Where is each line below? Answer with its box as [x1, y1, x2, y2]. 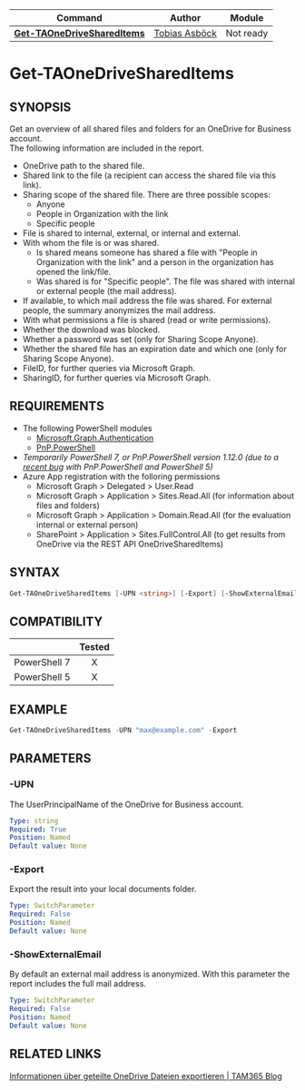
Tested [79, 641, 111, 653]
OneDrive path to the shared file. [22, 161, 145, 171]
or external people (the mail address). [35, 286, 177, 296]
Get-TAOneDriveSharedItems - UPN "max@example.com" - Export [9, 726, 238, 735]
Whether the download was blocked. [22, 324, 161, 335]
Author [169, 12, 202, 24]
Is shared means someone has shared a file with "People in [35, 247, 258, 258]
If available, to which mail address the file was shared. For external [22, 295, 272, 306]
